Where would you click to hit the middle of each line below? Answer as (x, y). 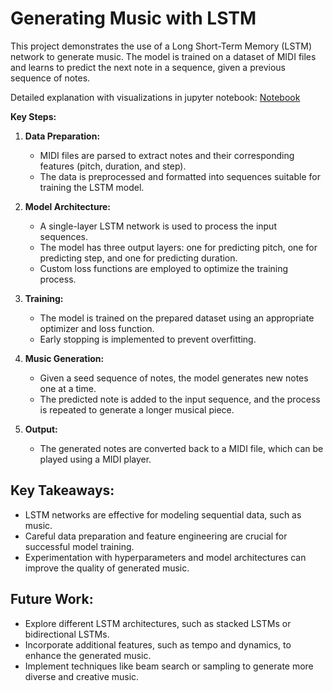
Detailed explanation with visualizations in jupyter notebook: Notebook (155, 97)
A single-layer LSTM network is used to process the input (158, 226)
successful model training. (79, 546)
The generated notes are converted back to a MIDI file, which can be (181, 448)
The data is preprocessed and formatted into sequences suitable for (180, 176)
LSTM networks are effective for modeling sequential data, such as (163, 514)
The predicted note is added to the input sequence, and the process (180, 399)
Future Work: (52, 599)
